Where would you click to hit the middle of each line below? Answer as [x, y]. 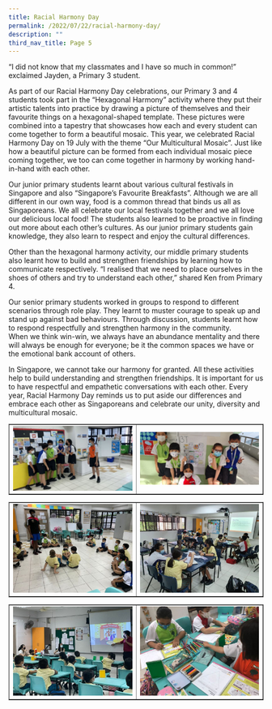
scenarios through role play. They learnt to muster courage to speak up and [134, 311]
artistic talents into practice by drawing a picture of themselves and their [130, 109]
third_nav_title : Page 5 [50, 43]
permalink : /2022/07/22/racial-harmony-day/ [85, 26]
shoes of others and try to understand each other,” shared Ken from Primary [136, 278]
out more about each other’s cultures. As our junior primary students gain [131, 228]
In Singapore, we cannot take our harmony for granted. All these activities [131, 370]
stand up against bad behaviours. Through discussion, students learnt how [133, 320]
